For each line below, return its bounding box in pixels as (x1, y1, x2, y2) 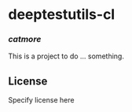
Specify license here (8, 95, 75, 105)
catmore (8, 34, 42, 45)
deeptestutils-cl (8, 6, 115, 24)
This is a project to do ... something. (8, 51, 124, 61)
